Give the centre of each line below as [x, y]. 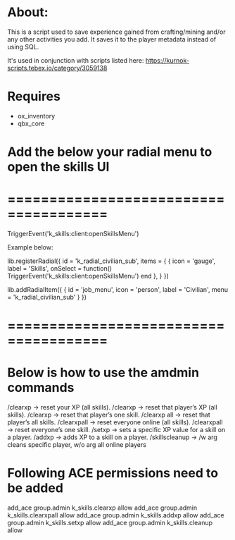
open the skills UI [58, 167]
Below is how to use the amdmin [103, 373]
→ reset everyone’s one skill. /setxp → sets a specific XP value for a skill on [116, 430]
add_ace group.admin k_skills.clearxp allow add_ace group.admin [102, 508]
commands [41, 388]
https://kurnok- [167, 60]
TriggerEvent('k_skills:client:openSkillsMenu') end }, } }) [88, 276]
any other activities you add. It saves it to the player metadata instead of [112, 39]
